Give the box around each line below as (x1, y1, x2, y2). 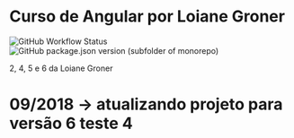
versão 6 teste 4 (9, 114, 133, 134)
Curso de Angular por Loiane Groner (9, 6, 286, 27)
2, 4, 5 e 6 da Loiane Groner (9, 63, 113, 73)
